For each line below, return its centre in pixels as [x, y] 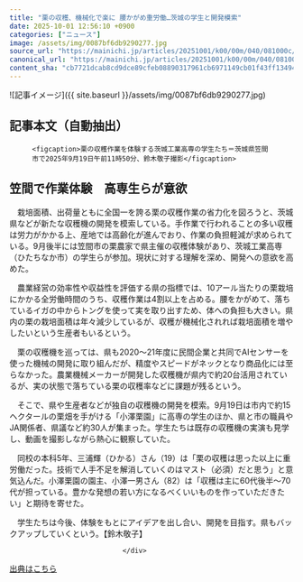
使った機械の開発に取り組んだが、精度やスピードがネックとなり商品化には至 [151, 363]
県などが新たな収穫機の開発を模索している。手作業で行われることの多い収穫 [151, 223]
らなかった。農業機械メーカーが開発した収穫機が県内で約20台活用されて [144, 374]
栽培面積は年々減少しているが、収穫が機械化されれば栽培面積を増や [167, 321]
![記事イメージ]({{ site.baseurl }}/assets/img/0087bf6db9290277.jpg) [138, 95]
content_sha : [34, 69]
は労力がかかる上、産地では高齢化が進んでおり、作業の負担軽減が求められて [151, 235]
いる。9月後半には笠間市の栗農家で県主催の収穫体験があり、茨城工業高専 [146, 245]
